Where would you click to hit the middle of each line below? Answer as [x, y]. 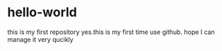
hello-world [42, 12]
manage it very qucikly [41, 39]
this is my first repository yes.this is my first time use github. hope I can [111, 32]
